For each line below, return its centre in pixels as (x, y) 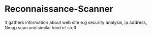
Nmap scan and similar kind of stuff (41, 27)
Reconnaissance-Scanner (59, 9)
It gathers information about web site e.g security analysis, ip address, (76, 22)
